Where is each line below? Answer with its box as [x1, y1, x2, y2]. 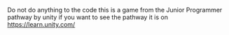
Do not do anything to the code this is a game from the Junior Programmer [7, 6, 223, 14]
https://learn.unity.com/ [7, 21, 76, 28]
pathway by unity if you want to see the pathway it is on [7, 13, 168, 21]
